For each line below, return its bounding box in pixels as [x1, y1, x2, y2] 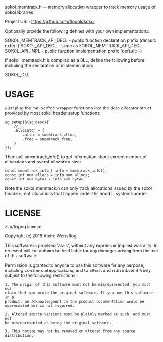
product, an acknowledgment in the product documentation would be [5, 299, 145, 304]
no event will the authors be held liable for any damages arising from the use [5, 248, 158, 253]
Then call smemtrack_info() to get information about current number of [5, 153, 147, 160]
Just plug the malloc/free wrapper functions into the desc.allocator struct [5, 105, 152, 111]
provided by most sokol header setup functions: [5, 110, 101, 116]
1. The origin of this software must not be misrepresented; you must [5, 282, 151, 287]
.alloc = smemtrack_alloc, [22, 132, 77, 137]
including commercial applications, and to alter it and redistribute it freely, [5, 267, 152, 273]
